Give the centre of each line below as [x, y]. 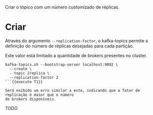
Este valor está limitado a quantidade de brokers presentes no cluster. [76, 55]
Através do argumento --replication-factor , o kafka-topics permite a [76, 40]
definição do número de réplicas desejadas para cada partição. [70, 46]
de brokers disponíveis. [31, 99]
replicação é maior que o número [39, 95]
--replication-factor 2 [34, 77]
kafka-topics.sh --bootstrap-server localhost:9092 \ [62, 64]
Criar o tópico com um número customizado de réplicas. [62, 7]
